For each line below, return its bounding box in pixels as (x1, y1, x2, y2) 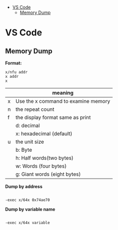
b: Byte (15, 147, 32, 153)
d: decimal (15, 122, 40, 129)
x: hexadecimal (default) (15, 130, 73, 137)
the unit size (15, 138, 44, 145)
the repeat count (15, 106, 55, 113)
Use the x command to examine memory (15, 98, 111, 104)
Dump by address (5, 184, 43, 189)
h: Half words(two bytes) (15, 155, 74, 161)
